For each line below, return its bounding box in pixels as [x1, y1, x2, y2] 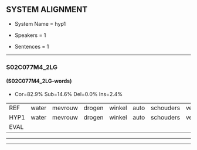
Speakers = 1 [14, 32, 46, 39]
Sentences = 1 [14, 43, 49, 50]
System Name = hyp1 [14, 20, 66, 27]
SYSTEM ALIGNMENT [6, 5, 88, 15]
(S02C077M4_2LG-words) [6, 77, 72, 84]
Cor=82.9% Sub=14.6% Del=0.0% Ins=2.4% [14, 90, 123, 97]
